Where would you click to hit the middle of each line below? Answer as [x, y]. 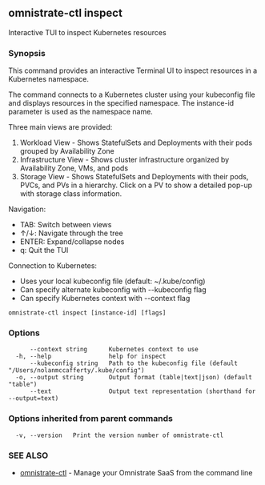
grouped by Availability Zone [67, 151]
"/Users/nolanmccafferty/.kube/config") [77, 371]
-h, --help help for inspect [91, 357]
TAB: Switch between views [66, 225]
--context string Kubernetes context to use [114, 350]
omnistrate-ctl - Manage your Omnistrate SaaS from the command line [136, 473]
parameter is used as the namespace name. [81, 112]
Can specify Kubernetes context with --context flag [105, 299]
